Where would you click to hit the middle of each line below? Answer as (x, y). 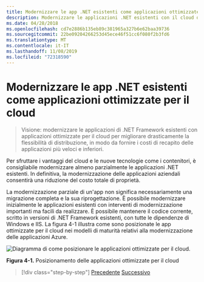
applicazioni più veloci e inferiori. (63, 149)
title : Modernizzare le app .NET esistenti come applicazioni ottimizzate (103, 12)
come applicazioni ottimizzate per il (98, 100)
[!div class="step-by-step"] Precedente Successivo (86, 272)
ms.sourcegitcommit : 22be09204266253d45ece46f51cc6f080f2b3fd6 (88, 35)
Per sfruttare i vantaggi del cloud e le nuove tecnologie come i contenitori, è (101, 161)
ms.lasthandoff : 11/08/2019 (42, 52)
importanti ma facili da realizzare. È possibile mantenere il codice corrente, (100, 211)
